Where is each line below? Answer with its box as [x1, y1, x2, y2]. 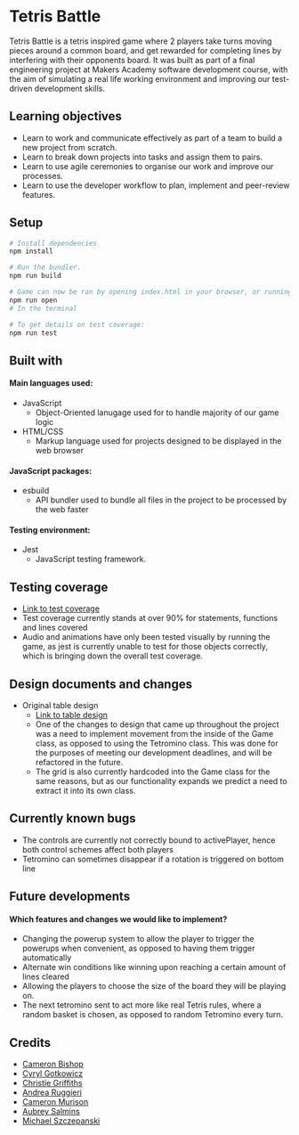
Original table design [21, 700, 99, 711]
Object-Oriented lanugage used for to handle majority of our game [35, 407, 279, 418]
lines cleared [21, 971, 69, 982]
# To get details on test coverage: [9, 320, 145, 329]
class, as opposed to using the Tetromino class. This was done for [35, 738, 279, 749]
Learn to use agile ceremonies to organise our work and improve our [21, 160, 274, 171]
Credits [9, 1035, 52, 1050]
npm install [9, 247, 53, 256]
